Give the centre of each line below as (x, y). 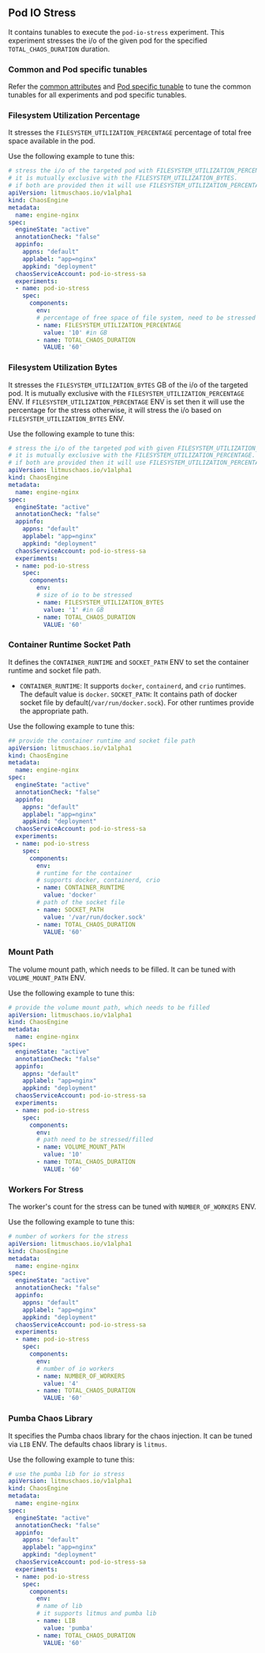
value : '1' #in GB (73, 609)
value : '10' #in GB (75, 332)
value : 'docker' (70, 895)
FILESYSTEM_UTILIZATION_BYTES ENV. (66, 418)
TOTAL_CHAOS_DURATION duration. (59, 49)
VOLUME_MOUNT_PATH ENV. (47, 977)
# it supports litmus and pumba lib (97, 1613)
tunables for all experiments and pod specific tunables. (97, 95)
